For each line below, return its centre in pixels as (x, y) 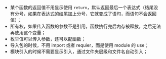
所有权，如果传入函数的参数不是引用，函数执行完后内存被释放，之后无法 (85, 26)
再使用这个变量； (28, 33)
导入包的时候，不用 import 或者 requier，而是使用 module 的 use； (79, 45)
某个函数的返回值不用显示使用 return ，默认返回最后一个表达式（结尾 (82, 7)
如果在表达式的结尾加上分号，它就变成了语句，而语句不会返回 (92, 14)
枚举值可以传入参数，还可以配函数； (48, 39)
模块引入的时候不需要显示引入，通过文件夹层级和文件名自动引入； (79, 51)
